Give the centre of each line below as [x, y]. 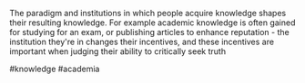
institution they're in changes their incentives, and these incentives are [142, 41]
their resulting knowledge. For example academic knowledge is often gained [152, 23]
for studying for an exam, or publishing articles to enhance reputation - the [149, 32]
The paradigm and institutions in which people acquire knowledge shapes [148, 13]
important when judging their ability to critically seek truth [117, 51]
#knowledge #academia [55, 69]
